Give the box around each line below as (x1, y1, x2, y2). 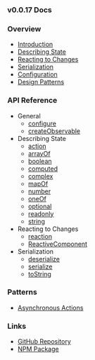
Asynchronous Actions (17, 303, 84, 312)
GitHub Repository (17, 337, 72, 346)
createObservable (27, 126, 81, 135)
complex (27, 171, 53, 180)
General (17, 111, 41, 120)
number (27, 186, 51, 196)
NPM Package (17, 345, 59, 354)
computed (27, 164, 58, 173)
